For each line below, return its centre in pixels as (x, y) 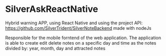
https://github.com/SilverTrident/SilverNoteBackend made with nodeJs (78, 28)
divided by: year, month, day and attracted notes (55, 48)
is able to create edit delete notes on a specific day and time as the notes (81, 43)
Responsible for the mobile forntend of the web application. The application (83, 38)
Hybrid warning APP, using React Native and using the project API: (74, 23)
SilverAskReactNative (52, 9)
